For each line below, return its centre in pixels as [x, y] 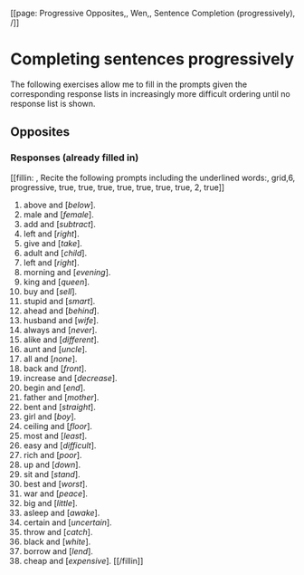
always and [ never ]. [60, 330]
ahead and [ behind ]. [61, 311]
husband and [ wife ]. [61, 320]
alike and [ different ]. [61, 340]
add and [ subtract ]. [59, 224]
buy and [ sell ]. [50, 291]
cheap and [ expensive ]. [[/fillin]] [83, 561]
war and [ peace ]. [56, 494]
